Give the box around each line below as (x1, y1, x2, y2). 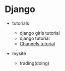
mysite (12, 50, 26, 56)
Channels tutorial (19, 40, 55, 46)
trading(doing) (19, 60, 50, 66)
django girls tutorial (19, 30, 60, 36)
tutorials (12, 20, 29, 26)
